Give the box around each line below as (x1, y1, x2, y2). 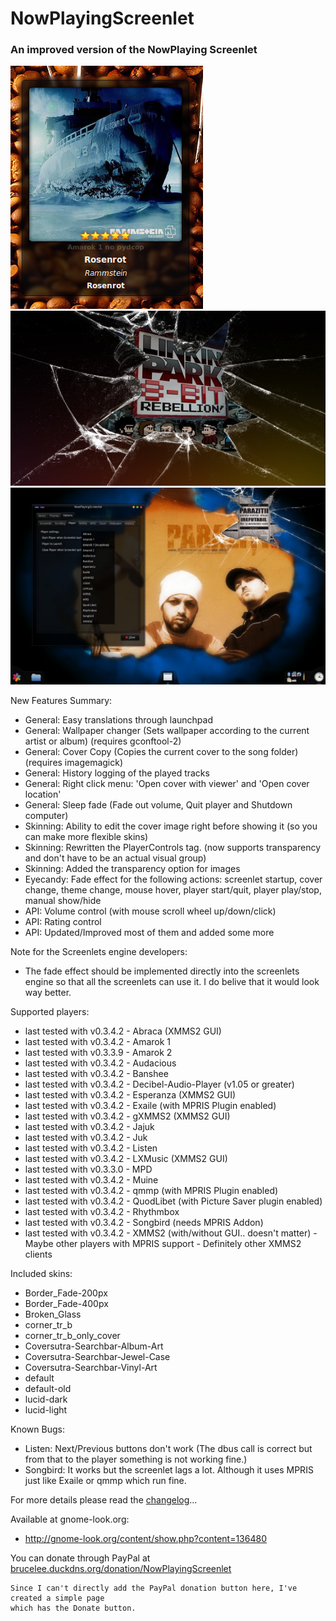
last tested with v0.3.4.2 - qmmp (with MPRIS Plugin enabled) (24, 1185, 279, 1197)
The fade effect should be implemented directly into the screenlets (24, 965, 300, 977)
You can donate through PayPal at (10, 1552, 151, 1564)
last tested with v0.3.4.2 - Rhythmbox (24, 1206, 180, 1218)
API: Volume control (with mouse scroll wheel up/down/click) (24, 905, 277, 917)
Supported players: (10, 1006, 90, 1018)
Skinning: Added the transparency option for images (24, 863, 241, 875)
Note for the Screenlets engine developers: (10, 946, 188, 958)
